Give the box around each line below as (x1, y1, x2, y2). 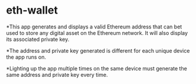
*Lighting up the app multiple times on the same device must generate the (6, 64, 187, 72)
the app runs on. (6, 53, 46, 60)
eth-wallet (6, 4, 58, 17)
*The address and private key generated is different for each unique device (6, 47, 190, 54)
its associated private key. (6, 35, 70, 43)
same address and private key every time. (6, 71, 108, 78)
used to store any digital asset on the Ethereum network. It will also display (6, 29, 188, 36)
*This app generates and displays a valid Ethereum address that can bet (6, 23, 182, 30)
